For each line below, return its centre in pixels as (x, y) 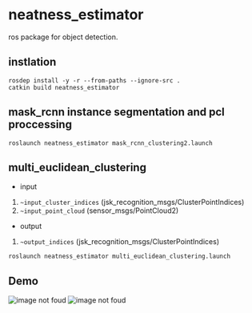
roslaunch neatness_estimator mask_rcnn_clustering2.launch (111, 143)
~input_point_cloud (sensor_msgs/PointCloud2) (99, 211)
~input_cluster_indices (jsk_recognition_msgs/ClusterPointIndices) (132, 203)
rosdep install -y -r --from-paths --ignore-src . (94, 80)
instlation (32, 62)
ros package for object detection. (63, 37)
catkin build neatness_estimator (64, 87)
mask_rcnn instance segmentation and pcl (117, 112)
